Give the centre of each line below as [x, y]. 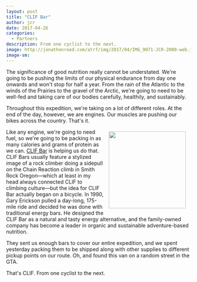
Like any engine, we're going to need [51, 132]
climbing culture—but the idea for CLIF [53, 188]
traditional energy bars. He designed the [55, 213]
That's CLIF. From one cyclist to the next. [56, 273]
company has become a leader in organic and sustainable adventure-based [97, 225]
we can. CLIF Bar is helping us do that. [53, 151]
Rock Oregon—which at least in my [48, 175]
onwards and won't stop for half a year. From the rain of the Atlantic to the [95, 84]
